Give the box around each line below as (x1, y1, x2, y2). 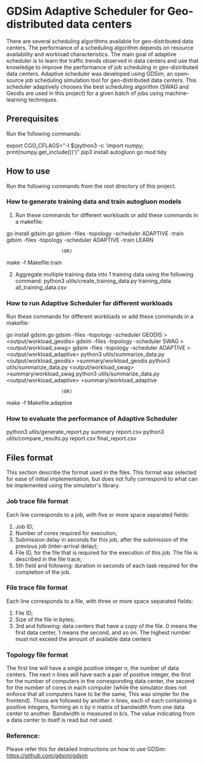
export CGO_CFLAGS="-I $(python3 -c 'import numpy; (6, 142, 144, 149)
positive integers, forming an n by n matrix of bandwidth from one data (6, 703, 185, 711)
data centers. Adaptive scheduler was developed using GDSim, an (6, 70, 173, 77)
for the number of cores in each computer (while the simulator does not (6, 684, 187, 692)
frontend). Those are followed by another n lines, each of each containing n (6, 697, 197, 704)
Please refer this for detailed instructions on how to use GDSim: (6, 745, 166, 753)
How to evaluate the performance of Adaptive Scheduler (6, 415, 177, 423)
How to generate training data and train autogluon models (6, 198, 182, 206)
